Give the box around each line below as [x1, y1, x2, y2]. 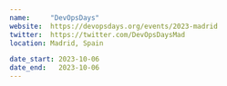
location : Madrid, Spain [9, 38, 104, 48]
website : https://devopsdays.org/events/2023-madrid [9, 22, 219, 31]
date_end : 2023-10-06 [9, 63, 100, 72]
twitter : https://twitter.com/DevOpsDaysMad [9, 30, 185, 39]
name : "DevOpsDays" [9, 13, 100, 23]
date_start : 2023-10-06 [9, 55, 100, 64]
